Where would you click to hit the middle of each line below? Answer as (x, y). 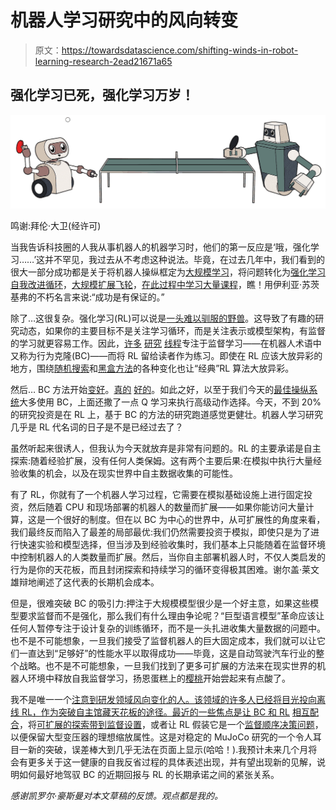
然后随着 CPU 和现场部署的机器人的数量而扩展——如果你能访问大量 (166, 507)
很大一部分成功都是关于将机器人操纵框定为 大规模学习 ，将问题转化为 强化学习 (168, 272)
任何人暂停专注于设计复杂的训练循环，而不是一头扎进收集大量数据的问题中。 (168, 628)
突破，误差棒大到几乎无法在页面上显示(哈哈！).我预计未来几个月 (176, 749)
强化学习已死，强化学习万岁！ (102, 95)
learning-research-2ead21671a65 (103, 61)
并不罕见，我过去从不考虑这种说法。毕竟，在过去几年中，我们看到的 (185, 259)
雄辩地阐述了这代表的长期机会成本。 (85, 582)
